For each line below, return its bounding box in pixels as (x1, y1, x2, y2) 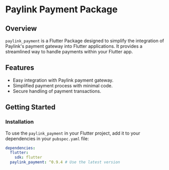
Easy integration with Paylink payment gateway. (12, 77, 114, 83)
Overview (5, 24, 37, 33)
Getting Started (5, 103, 56, 111)
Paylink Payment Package (5, 4, 118, 15)
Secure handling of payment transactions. (12, 88, 101, 94)
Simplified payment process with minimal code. (12, 82, 113, 88)
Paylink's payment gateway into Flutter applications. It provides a (5, 43, 142, 49)
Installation (5, 118, 34, 125)
